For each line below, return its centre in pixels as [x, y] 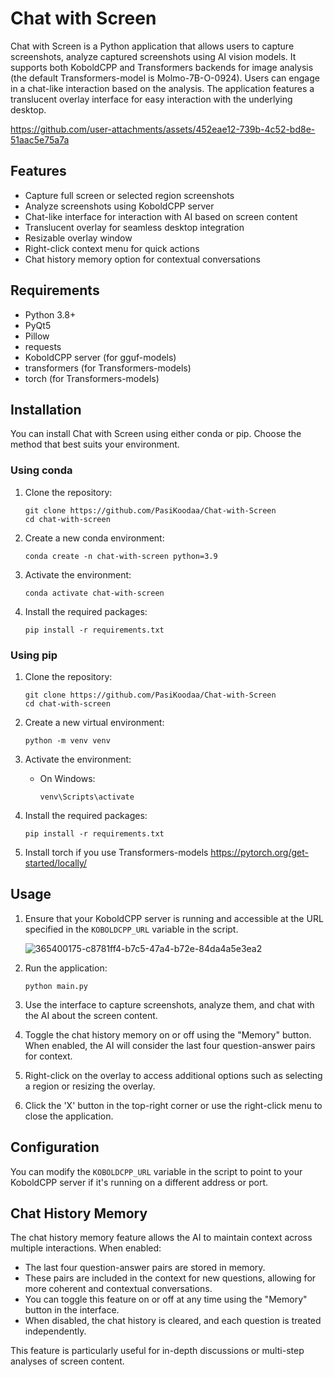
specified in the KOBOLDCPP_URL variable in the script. [131, 929]
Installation [46, 409]
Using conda [41, 470]
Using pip [34, 655]
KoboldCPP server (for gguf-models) [100, 357]
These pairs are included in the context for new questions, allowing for [170, 1278]
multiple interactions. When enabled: [86, 1248]
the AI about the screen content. [91, 1015]
